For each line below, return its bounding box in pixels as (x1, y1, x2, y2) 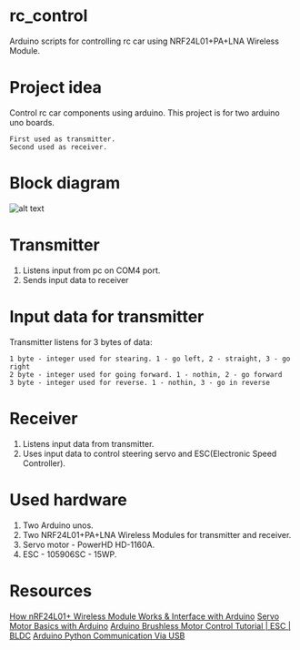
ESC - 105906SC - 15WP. (22, 548, 117, 560)
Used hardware (9, 489, 127, 510)
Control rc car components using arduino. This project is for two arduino (9, 107, 280, 118)
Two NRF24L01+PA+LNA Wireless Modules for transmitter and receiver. (22, 529, 292, 540)
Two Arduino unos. (22, 520, 94, 531)
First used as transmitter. (9, 134, 116, 144)
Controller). (22, 457, 66, 469)
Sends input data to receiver (22, 274, 129, 285)
